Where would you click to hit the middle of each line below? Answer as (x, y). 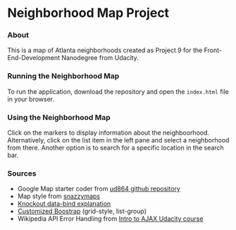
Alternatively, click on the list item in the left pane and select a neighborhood (118, 140)
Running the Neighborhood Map (63, 76)
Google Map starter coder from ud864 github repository (99, 189)
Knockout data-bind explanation (64, 204)
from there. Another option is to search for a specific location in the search (116, 148)
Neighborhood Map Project (88, 13)
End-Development (34, 58)
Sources (22, 173)
